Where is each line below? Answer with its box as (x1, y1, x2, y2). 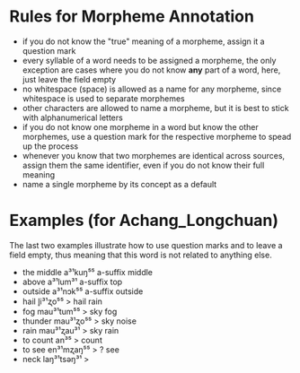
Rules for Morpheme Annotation (9, 6, 254, 27)
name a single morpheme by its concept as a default (22, 178, 217, 189)
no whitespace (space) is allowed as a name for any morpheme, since (22, 83, 282, 94)
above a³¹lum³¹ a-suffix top (22, 276, 123, 287)
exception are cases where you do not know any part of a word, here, (22, 65, 281, 75)
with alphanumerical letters (22, 112, 123, 123)
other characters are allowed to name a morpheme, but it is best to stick (22, 102, 289, 113)
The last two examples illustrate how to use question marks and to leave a (9, 239, 283, 250)
